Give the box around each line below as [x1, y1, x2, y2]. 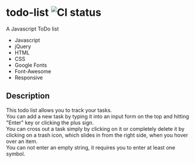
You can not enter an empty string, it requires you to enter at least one [6, 144, 176, 151]
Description [6, 91, 50, 101]
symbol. [6, 150, 25, 157]
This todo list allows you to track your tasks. [6, 106, 112, 114]
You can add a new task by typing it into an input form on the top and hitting [6, 113, 189, 120]
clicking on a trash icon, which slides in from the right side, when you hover [6, 131, 189, 138]
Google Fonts [14, 62, 47, 69]
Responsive [14, 74, 43, 81]
